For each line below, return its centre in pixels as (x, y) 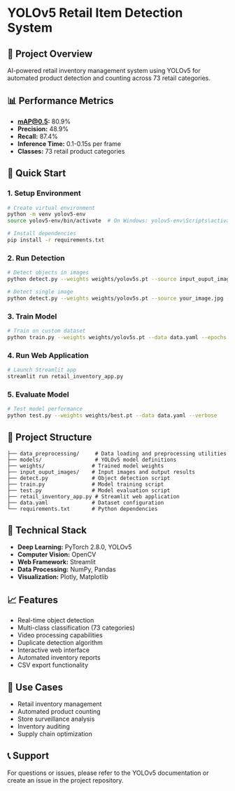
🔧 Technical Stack (47, 530)
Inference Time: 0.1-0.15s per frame (69, 144)
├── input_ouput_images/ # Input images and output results (101, 472)
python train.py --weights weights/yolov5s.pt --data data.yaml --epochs (117, 337)
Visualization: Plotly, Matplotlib (63, 577)
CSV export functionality (53, 665)
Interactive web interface (53, 650)
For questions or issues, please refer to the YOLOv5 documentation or (108, 773)
